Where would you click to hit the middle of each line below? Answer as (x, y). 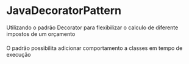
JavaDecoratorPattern (64, 11)
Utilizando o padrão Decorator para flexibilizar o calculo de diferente (92, 27)
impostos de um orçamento (41, 34)
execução (19, 54)
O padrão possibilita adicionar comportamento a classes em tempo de (94, 48)
